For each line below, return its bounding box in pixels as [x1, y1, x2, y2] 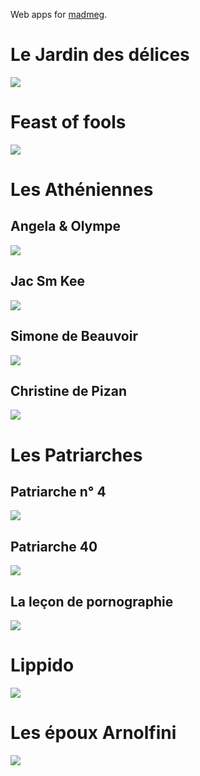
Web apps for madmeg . [10, 9, 108, 20]
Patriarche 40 [10, 538, 98, 555]
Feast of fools [10, 111, 127, 134]
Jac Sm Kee [10, 273, 85, 290]
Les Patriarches [10, 444, 143, 466]
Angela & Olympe [10, 218, 122, 235]
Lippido [10, 654, 75, 677]
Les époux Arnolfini [10, 722, 177, 744]
